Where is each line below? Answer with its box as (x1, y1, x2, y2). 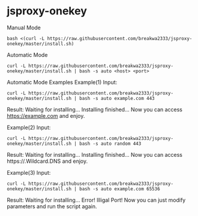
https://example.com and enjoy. (7, 112, 85, 119)
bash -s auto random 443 (79, 141, 142, 147)
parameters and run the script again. (7, 202, 97, 210)
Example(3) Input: (7, 169, 51, 176)
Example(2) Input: (7, 124, 51, 131)
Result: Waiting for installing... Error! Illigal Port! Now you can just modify (7, 196, 186, 203)
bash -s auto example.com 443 (79, 95, 155, 101)
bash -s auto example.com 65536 (79, 185, 161, 192)
